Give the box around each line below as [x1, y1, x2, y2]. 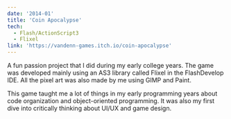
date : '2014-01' [7, 10, 54, 17]
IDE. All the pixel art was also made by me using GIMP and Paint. [7, 76, 192, 84]
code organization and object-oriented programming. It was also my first [7, 97, 215, 104]
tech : [7, 23, 23, 30]
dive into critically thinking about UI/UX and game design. [7, 104, 172, 112]
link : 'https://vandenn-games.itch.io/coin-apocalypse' [7, 42, 172, 49]
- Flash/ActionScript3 [13, 29, 79, 37]
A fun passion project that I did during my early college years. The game [7, 62, 214, 69]
